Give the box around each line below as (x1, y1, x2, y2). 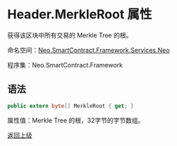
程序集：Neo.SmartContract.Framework (7, 60, 123, 69)
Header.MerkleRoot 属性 (7, 6, 152, 22)
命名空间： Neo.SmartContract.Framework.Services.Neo (7, 46, 171, 54)
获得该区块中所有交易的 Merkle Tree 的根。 (7, 31, 133, 39)
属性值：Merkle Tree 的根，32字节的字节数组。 (7, 116, 145, 124)
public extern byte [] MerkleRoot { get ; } (7, 102, 134, 109)
